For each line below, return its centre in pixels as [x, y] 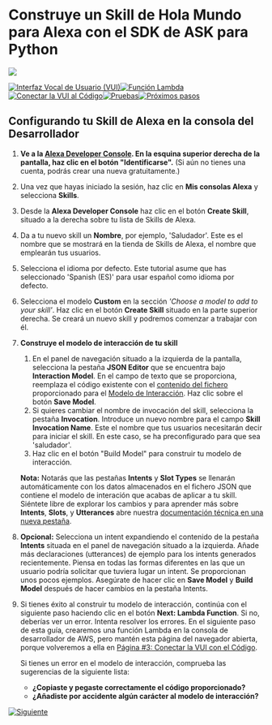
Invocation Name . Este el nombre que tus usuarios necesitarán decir [147, 427]
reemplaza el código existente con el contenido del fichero [130, 384]
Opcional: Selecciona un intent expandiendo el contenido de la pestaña [139, 537]
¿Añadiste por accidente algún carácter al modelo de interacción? [145, 696]
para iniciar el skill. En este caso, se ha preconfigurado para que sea [146, 436]
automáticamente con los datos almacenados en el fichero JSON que [136, 486]
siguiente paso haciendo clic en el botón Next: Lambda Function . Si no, [140, 613]
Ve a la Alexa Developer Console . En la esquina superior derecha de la [140, 153]
